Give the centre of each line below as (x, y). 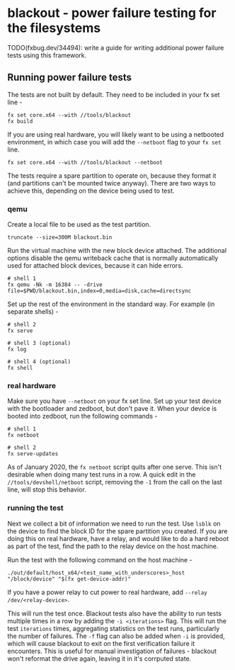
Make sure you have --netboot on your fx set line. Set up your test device (114, 401)
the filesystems (54, 28)
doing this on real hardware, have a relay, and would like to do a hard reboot (118, 538)
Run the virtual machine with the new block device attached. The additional (117, 251)
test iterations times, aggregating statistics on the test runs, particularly (114, 628)
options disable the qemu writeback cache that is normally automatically (113, 258)
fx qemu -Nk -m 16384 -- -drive (55, 285)
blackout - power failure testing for (112, 13)
